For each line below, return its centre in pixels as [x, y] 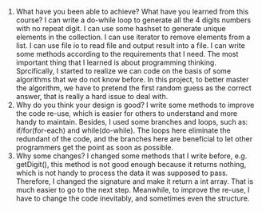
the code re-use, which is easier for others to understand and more [127, 113]
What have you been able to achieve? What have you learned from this [132, 12]
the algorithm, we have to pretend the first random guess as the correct [133, 88]
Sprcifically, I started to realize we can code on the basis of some [123, 71]
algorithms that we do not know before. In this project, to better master [132, 80]
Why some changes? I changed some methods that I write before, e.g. [131, 156]
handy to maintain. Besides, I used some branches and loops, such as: [132, 122]
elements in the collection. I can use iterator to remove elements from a [133, 37]
